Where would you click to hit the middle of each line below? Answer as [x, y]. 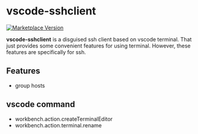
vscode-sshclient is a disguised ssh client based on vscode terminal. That [99, 39]
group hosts [30, 85]
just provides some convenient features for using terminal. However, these [98, 46]
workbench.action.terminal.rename [58, 125]
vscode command [41, 104]
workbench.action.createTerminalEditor [64, 119]
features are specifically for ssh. [46, 52]
